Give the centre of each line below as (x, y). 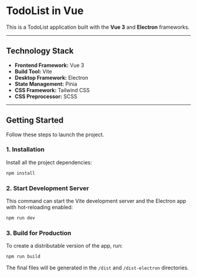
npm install (21, 173)
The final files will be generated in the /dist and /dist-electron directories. (98, 268)
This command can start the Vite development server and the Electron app (96, 201)
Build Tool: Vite (33, 71)
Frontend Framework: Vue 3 (49, 65)
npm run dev (21, 218)
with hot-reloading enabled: (40, 207)
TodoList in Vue (45, 11)
